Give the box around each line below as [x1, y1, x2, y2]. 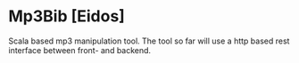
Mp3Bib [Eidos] [8, 6, 126, 27]
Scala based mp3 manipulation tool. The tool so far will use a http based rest [8, 35, 290, 46]
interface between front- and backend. [8, 44, 152, 55]
